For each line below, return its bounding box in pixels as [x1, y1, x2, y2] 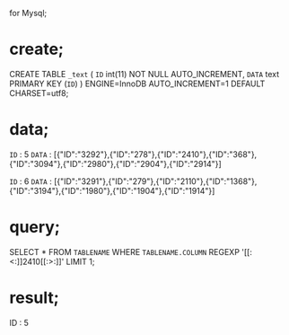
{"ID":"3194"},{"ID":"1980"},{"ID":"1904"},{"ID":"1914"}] [9, 185, 215, 196]
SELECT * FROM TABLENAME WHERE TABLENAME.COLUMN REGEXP [9, 246, 241, 257]
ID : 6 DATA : [9, 175, 52, 187]
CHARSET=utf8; [9, 87, 69, 98]
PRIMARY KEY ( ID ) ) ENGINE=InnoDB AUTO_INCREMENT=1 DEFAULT [9, 78, 266, 89]
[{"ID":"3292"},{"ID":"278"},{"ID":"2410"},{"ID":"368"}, [53, 148, 258, 160]
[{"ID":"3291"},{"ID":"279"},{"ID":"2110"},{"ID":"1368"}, [53, 175, 258, 187]
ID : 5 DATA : [9, 148, 52, 160]
